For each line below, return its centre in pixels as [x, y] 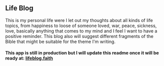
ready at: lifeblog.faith [29, 58]
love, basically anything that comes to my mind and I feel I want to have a [81, 31]
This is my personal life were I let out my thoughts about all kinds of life [79, 20]
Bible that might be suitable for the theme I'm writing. [61, 41]
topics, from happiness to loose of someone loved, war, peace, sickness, [81, 25]
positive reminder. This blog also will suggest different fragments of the [79, 36]
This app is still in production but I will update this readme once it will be [82, 53]
